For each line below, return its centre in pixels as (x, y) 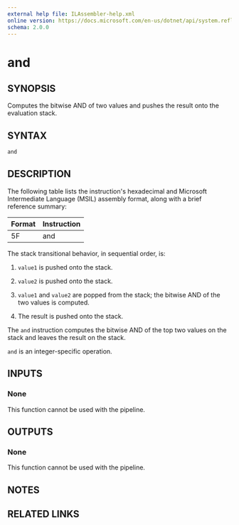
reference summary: (37, 206)
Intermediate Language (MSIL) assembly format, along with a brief (105, 198)
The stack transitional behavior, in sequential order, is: (86, 253)
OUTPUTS (30, 431)
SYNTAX (27, 136)
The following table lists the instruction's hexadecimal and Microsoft (107, 191)
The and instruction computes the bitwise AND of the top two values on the (117, 330)
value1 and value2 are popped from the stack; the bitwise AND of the (119, 295)
